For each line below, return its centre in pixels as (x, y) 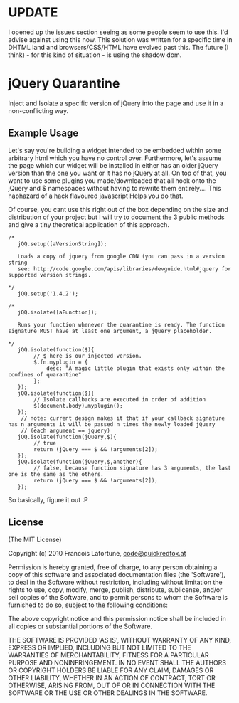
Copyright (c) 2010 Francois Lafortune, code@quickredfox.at (97, 553)
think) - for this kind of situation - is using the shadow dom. (95, 55)
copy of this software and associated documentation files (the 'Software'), (117, 574)
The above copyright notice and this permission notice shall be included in (117, 618)
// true (45, 443)
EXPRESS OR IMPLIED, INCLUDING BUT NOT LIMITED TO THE (100, 647)
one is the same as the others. (56, 474)
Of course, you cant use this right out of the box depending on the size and (118, 209)
